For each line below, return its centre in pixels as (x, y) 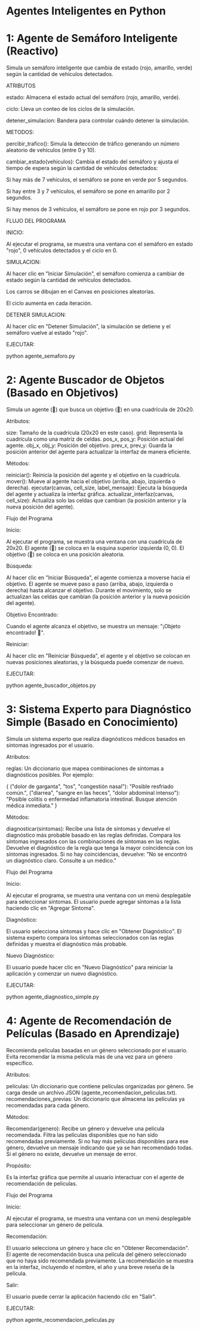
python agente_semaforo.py (41, 356)
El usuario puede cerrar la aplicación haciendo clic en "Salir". (81, 1296)
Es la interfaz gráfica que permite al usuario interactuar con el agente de (95, 1177)
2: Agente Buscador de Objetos (85, 380)
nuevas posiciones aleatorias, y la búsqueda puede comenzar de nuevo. (95, 662)
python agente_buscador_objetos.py (51, 685)
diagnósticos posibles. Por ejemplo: (50, 775)
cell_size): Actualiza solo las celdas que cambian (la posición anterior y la (96, 501)
